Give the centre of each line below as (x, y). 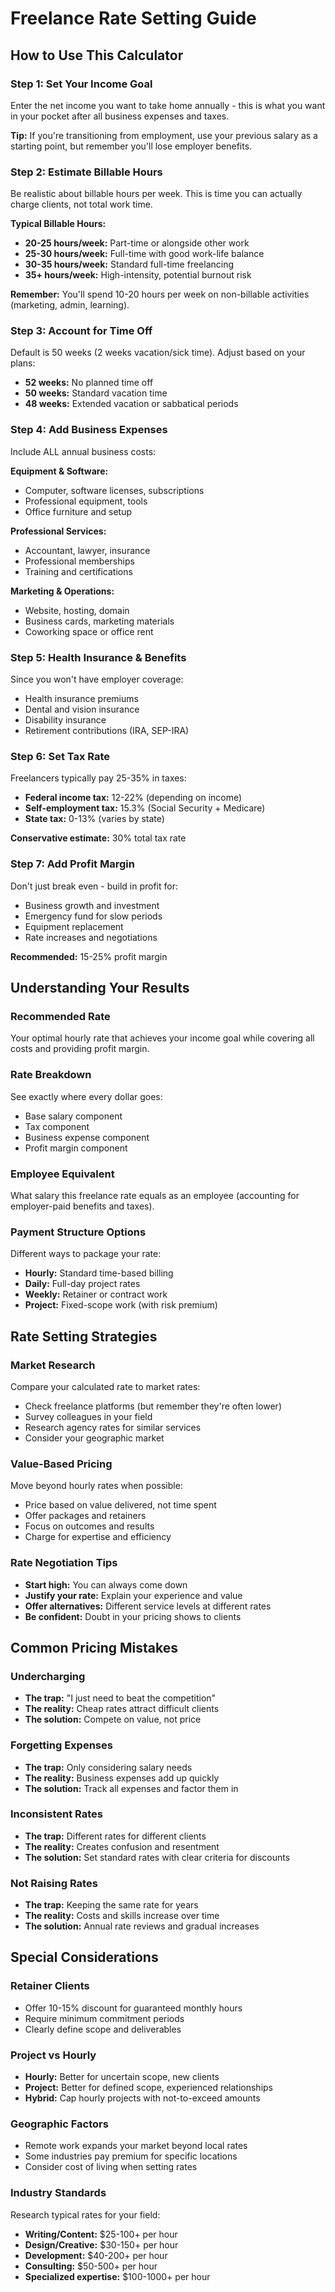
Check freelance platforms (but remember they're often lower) (153, 1406)
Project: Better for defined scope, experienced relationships (148, 2088)
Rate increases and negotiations (91, 937)
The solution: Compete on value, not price (113, 1719)
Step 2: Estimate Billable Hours (86, 172)
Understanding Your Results (100, 988)
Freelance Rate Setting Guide (133, 18)
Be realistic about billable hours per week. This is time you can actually (156, 194)
